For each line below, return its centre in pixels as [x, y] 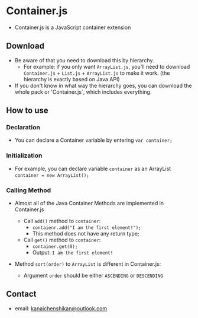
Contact [21, 294]
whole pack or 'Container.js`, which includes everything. [83, 92]
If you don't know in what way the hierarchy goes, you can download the [103, 85]
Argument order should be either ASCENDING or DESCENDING [93, 276]
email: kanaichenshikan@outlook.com [61, 308]
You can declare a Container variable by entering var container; [93, 140]
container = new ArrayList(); [52, 175]
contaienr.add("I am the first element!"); [87, 228]
